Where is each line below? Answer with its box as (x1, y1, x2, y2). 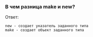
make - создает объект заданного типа (5, 28, 84, 33)
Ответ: (5, 14, 19, 20)
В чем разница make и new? (5, 3, 75, 10)
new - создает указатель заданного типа (5, 24, 89, 28)
